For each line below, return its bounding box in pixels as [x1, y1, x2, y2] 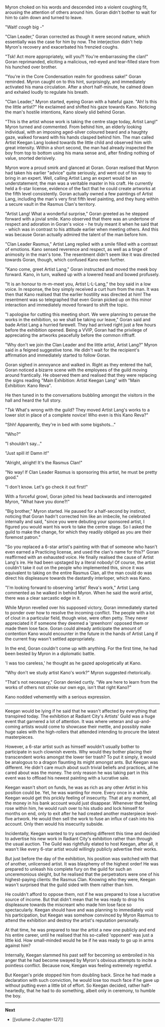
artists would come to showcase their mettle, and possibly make [21, 724, 151, 729]
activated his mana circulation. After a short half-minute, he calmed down [5, 84, 154, 90]
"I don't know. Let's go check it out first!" [5, 484, 88, 490]
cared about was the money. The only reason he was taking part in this [5, 770, 149, 776]
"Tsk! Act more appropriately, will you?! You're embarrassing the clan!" [5, 54, 148, 59]
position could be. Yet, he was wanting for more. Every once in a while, [5, 790, 149, 795]
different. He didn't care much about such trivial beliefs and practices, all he [5, 765, 159, 770]
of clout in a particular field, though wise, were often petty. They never [5, 615, 148, 621]
